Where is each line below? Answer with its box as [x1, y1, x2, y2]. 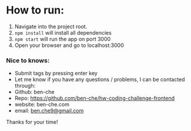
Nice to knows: [6, 56, 50, 65]
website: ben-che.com [14, 101, 69, 108]
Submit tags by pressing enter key [14, 70, 98, 77]
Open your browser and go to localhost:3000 [14, 42, 125, 49]
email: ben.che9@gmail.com [14, 107, 84, 115]
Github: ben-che [14, 89, 55, 96]
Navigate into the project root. [14, 23, 88, 30]
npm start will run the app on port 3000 [14, 35, 111, 42]
